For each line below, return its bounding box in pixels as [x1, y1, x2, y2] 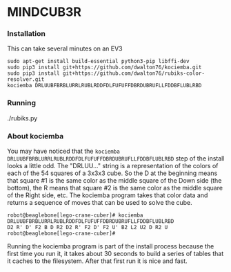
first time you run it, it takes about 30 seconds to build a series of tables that [7, 250, 224, 258]
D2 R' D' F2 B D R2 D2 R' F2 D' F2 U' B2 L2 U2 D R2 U [7, 224, 168, 231]
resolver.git [7, 76, 45, 83]
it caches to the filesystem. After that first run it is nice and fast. [7, 257, 188, 265]
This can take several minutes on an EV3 [7, 44, 123, 53]
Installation [7, 29, 46, 39]
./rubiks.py [7, 114, 38, 122]
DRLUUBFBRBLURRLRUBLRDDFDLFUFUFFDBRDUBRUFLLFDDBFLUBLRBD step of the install [7, 154, 225, 163]
